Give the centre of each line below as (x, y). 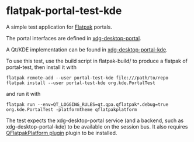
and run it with (23, 93)
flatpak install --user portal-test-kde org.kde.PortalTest (81, 83)
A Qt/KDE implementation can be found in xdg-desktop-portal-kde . (87, 49)
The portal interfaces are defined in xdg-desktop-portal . (74, 38)
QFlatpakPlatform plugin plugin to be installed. (62, 133)
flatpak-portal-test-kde (64, 11)
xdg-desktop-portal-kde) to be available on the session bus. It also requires (97, 126)
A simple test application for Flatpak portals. (59, 27)
